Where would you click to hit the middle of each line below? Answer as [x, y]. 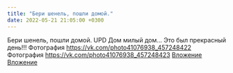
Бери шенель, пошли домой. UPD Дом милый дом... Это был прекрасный [117, 40]
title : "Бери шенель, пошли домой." [60, 14]
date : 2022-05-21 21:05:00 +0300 [56, 20]
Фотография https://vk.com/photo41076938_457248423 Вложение [105, 55]
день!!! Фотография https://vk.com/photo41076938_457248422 [99, 47]
